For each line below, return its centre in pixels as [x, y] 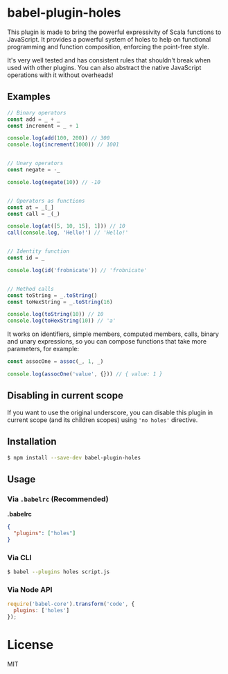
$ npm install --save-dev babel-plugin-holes [74, 457]
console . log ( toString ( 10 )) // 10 [55, 314]
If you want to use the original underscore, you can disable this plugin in [110, 412]
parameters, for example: [43, 349]
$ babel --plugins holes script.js [59, 572]
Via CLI [19, 557]
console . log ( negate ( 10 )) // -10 [54, 182]
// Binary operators [37, 112]
